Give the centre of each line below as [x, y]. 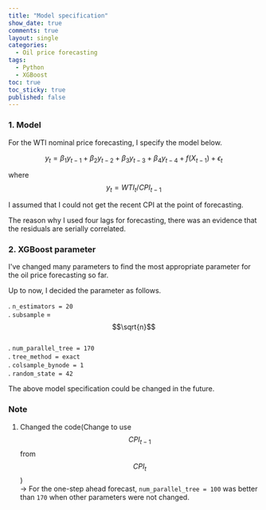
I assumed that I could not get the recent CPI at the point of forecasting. [126, 205]
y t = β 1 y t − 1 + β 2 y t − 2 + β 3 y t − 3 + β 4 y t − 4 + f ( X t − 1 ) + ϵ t [134, 159]
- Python [30, 68]
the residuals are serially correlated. [67, 229]
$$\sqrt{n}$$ [134, 327]
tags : [17, 61]
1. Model [25, 125]
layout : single [33, 38]
